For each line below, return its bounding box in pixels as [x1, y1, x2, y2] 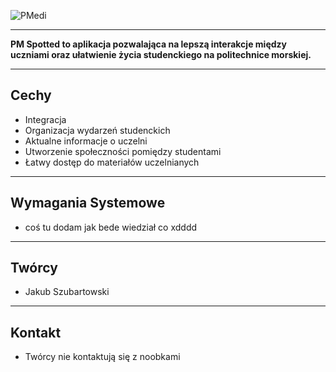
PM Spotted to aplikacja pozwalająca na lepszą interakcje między [10, 38, 287, 50]
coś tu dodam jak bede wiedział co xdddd [24, 221, 198, 233]
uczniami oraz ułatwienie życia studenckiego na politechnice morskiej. [10, 49, 312, 60]
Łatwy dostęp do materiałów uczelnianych [24, 156, 200, 168]
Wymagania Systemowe [10, 195, 166, 212]
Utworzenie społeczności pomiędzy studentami [24, 145, 222, 157]
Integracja [24, 113, 67, 125]
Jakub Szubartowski [24, 286, 110, 298]
